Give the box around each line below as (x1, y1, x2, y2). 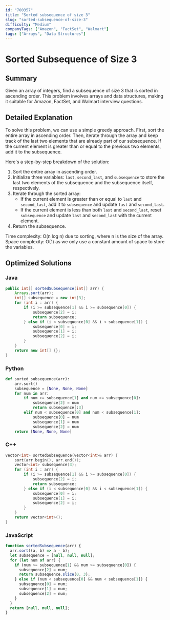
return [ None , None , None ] (14, 429, 72, 434)
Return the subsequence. (12, 223, 67, 229)
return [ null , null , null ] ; (10, 605, 70, 611)
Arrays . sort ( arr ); (14, 290, 54, 296)
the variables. (5, 244, 34, 250)
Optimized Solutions (5, 259, 72, 267)
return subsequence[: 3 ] (32, 405, 83, 411)
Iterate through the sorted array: (12, 190, 81, 197)
